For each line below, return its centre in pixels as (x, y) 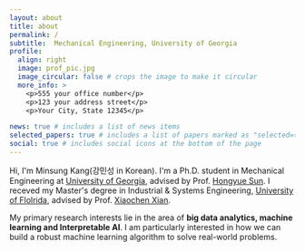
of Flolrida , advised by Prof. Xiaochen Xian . (90, 199)
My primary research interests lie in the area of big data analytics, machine (151, 217)
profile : (26, 52)
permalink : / (34, 34)
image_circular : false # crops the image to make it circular (138, 77)
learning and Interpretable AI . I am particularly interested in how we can (145, 227)
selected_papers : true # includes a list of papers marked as (129, 135)
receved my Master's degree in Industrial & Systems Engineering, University (152, 190)
